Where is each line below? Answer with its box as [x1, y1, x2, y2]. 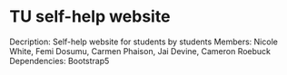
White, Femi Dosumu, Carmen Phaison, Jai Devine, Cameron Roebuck [9, 45, 271, 56]
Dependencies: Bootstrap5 [9, 55, 110, 66]
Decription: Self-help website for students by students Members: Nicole [9, 36, 279, 47]
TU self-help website [9, 6, 171, 27]
